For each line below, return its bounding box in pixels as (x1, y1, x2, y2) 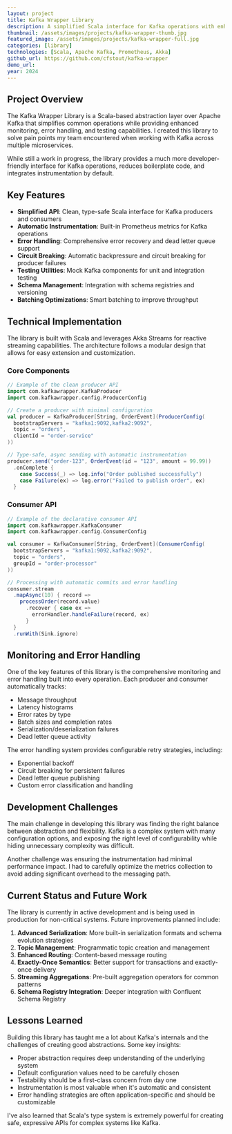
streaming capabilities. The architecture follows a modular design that (7, 341, 206, 349)
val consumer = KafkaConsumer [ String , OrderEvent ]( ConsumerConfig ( (7, 541, 206, 548)
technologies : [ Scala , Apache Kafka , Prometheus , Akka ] (7, 49, 171, 56)
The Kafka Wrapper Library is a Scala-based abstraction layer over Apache (7, 112, 221, 120)
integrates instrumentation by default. (7, 169, 115, 177)
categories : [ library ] (7, 42, 72, 49)
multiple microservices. (7, 141, 74, 149)
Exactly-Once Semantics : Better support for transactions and (17, 958, 193, 966)
